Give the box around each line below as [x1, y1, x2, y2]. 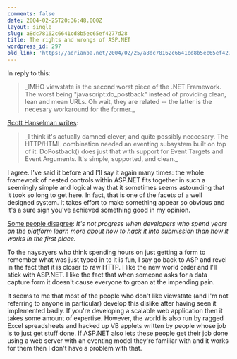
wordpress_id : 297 [7, 43, 61, 50]
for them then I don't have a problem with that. [7, 344, 142, 352]
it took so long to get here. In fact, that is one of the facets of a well [7, 191, 202, 199]
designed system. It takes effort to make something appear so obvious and [7, 198, 225, 206]
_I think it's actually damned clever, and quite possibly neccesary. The [24, 132, 229, 141]
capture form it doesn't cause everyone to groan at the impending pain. [7, 277, 215, 286]
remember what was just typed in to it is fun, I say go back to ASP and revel [7, 255, 227, 264]
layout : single [7, 23, 52, 30]
